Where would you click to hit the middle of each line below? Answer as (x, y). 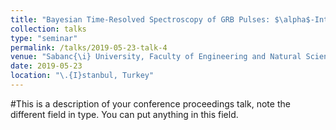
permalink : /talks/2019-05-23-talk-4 (89, 47)
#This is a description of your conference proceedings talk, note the (150, 103)
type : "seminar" (44, 38)
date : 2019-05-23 (46, 66)
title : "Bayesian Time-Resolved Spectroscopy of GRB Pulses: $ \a (149, 19)
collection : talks (48, 29)
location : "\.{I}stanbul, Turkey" (82, 76)
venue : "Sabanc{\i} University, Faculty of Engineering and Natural (156, 57)
